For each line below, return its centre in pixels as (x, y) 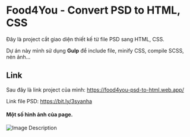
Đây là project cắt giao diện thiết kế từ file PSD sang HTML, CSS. (85, 39)
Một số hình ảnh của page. (39, 115)
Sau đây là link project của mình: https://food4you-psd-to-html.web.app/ (95, 90)
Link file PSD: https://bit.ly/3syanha (49, 101)
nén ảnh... (18, 57)
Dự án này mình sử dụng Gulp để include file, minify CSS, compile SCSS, (95, 50)
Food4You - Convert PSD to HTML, (93, 10)
